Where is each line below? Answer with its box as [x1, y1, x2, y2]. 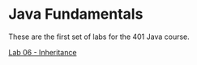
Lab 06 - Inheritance [8, 47, 77, 57]
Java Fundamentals [8, 5, 143, 24]
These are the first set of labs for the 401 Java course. [8, 32, 191, 41]
